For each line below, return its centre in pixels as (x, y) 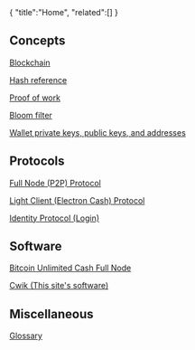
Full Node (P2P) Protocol (55, 183)
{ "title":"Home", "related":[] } (64, 12)
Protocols (37, 161)
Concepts (37, 41)
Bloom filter (31, 115)
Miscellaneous (51, 314)
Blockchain (30, 62)
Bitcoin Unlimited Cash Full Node (70, 268)
